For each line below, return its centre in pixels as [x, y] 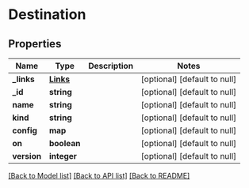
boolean [65, 143]
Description [111, 66]
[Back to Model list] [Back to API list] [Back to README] [99, 176]
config [25, 130]
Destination [47, 15]
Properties [35, 44]
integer [63, 156]
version [27, 156]
